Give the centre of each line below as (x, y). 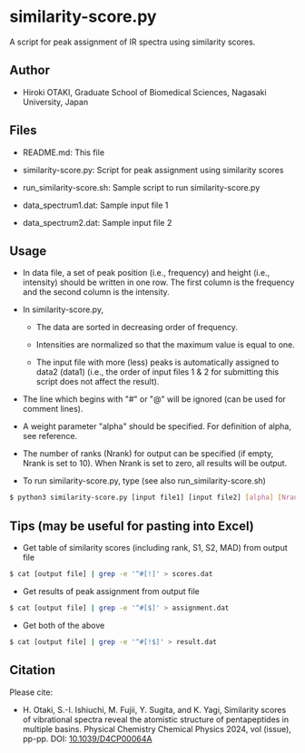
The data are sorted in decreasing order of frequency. (137, 328)
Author (30, 70)
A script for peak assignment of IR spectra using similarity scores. (133, 42)
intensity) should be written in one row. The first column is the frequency (158, 282)
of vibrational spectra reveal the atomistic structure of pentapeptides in (156, 719)
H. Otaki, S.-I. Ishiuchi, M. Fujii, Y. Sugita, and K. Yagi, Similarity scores (154, 709)
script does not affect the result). (98, 382)
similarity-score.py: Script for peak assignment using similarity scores (153, 170)
